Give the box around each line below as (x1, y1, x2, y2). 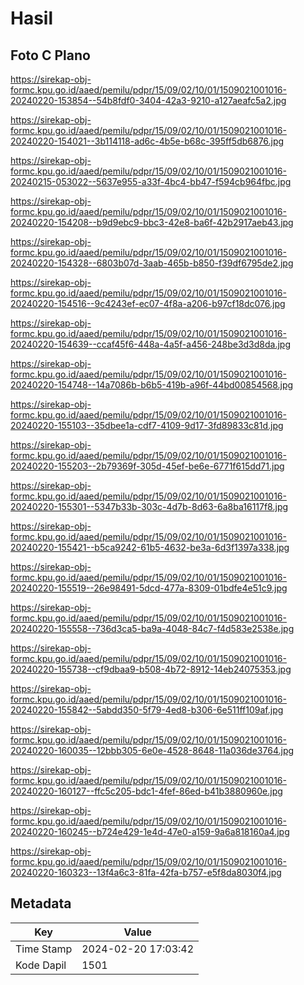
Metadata (10, 895, 72, 912)
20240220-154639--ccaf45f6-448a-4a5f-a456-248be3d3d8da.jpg (10, 338, 292, 350)
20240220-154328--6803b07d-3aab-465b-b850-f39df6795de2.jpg (10, 257, 294, 269)
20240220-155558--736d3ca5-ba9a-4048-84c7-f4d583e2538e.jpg (10, 623, 295, 634)
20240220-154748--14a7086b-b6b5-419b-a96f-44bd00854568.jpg (10, 379, 294, 391)
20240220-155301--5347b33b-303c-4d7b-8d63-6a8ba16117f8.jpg (10, 501, 289, 512)
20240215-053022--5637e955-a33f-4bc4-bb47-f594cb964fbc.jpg (10, 176, 292, 187)
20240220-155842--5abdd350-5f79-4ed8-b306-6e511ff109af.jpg (10, 704, 284, 716)
